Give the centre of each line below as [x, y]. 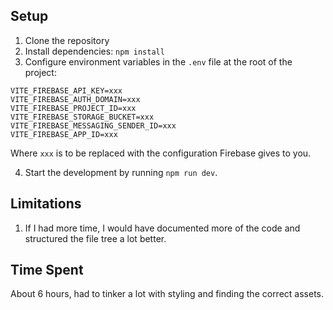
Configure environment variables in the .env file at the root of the [158, 61]
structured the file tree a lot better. [95, 238]
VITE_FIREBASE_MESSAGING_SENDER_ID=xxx [93, 125]
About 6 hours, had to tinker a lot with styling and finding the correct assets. [167, 294]
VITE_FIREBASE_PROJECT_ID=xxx [73, 108]
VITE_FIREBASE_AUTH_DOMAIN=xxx [75, 99]
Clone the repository [67, 40]
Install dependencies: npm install [94, 51]
